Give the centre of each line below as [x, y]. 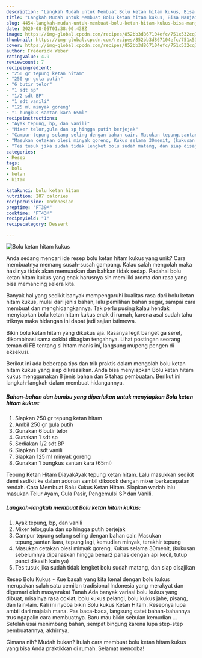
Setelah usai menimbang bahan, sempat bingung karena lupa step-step [95, 624]
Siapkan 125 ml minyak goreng [53, 456]
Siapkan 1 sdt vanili [38, 450]
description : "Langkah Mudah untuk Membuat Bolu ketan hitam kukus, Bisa [101, 12]
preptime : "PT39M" [29, 207]
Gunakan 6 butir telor [41, 430]
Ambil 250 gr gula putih [44, 424]
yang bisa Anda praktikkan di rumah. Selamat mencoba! [75, 648]
